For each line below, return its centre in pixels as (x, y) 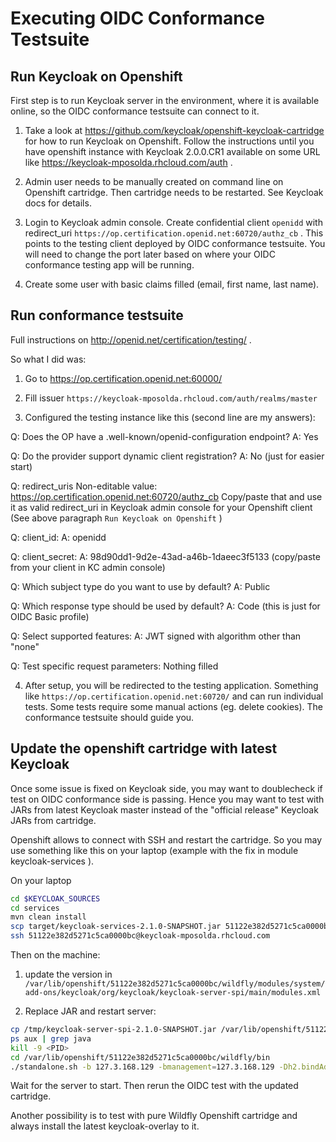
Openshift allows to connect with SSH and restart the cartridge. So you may (166, 839)
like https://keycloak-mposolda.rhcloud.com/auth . (128, 162)
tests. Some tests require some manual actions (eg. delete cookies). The (173, 706)
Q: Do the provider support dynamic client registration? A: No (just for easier (167, 456)
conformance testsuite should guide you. (109, 717)
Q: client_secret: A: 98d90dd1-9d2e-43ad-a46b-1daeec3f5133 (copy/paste (165, 556)
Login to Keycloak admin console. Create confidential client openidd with (173, 222)
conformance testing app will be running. (109, 265)
